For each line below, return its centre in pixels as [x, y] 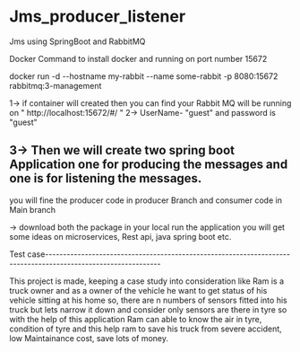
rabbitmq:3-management [56, 85]
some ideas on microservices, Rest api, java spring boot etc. [120, 236]
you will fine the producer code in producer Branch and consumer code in [146, 200]
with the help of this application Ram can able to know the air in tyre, [136, 319]
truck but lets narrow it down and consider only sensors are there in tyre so [148, 309]
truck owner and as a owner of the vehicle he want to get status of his [138, 290]
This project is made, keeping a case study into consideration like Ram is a [147, 281]
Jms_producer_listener [98, 17]
